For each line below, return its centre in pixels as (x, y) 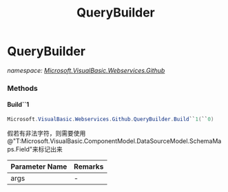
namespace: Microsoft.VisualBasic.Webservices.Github (86, 70)
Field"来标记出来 (39, 149)
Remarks (89, 167)
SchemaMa (205, 141)
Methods (22, 88)
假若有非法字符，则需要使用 (46, 133)
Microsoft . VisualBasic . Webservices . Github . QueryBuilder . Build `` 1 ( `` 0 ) (111, 119)
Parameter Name (39, 167)
